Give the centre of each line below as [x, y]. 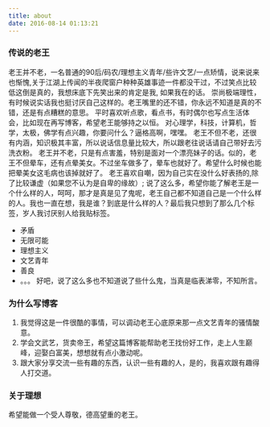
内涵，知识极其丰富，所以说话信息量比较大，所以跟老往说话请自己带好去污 [138, 143]
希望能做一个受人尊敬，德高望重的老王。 [75, 415]
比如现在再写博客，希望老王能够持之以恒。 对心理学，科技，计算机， [136, 122]
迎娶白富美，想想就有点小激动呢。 [90, 353]
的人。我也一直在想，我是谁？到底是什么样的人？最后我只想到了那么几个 [128, 203]
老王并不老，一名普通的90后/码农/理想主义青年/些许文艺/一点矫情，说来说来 [134, 72]
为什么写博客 [33, 303]
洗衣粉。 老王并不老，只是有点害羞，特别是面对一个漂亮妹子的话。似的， [129, 152]
